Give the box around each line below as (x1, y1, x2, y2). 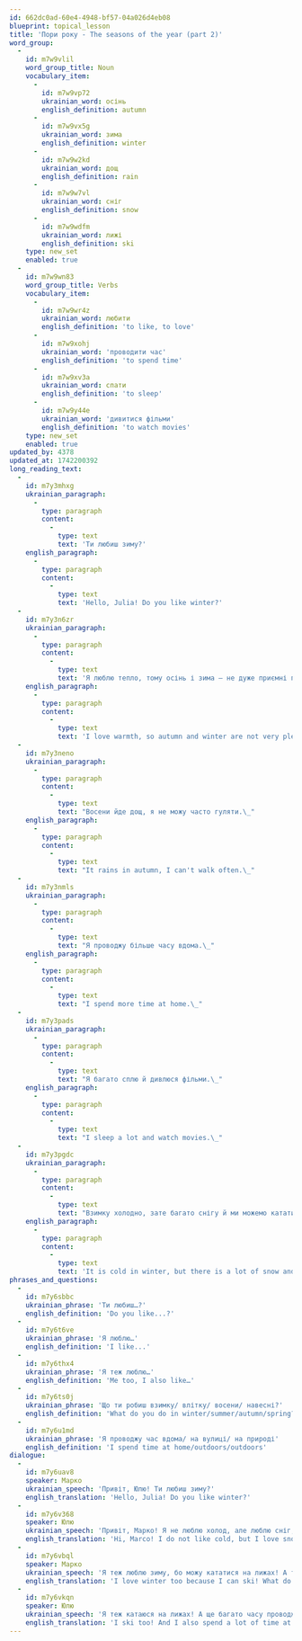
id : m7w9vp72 (41, 88, 91, 97)
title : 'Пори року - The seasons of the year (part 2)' (9, 30, 223, 39)
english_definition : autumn (41, 105, 147, 114)
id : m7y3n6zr (25, 615, 75, 624)
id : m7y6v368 (25, 1510, 75, 1519)
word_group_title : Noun (25, 64, 115, 73)
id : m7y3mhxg (25, 481, 75, 490)
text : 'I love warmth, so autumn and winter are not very (57, 732, 280, 742)
